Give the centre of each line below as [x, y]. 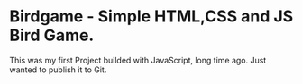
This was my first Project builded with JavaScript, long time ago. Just [138, 60]
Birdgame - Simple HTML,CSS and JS [151, 17]
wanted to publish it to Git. [58, 70]
